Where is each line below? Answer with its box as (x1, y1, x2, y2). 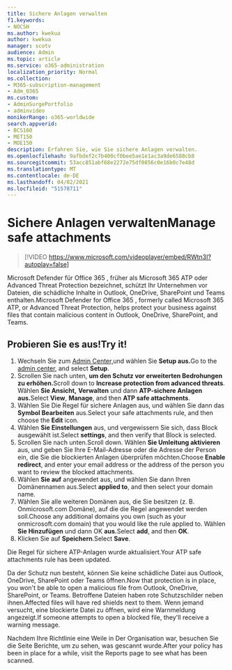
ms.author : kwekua (7, 29, 61, 37)
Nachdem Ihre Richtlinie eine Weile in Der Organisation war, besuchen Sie (7, 634, 219, 642)
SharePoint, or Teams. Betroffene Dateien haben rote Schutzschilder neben (7, 591, 224, 599)
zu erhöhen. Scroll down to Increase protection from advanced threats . (17, 379, 225, 387)
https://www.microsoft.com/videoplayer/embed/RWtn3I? (48, 253, 211, 261)
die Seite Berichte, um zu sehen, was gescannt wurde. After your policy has (7, 641, 223, 650)
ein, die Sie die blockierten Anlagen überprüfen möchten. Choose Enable (17, 453, 226, 461)
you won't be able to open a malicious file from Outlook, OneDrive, (7, 584, 199, 592)
